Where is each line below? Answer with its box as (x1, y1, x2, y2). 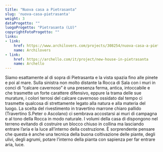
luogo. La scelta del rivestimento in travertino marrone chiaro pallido (5, 105, 142, 112)
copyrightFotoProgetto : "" (5, 30, 60, 34)
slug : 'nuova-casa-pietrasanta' (5, 12, 70, 17)
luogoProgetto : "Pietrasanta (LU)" (5, 25, 77, 30)
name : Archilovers (14, 48, 51, 52)
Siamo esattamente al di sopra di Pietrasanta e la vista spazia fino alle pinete (5, 75, 158, 81)
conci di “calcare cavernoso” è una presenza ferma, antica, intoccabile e (5, 85, 150, 91)
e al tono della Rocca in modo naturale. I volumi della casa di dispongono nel (5, 116, 158, 122)
